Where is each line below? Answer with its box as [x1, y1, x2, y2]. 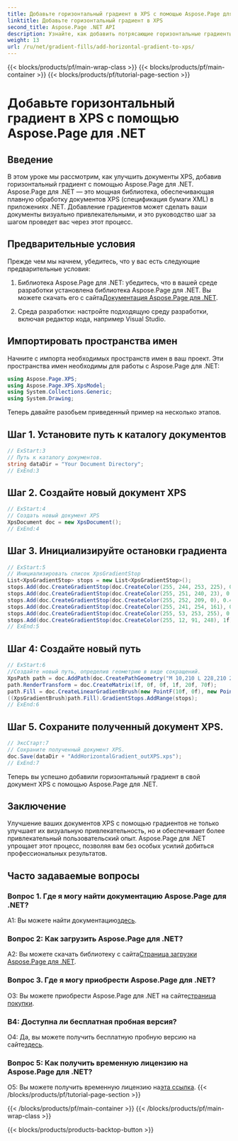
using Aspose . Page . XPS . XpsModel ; [7, 382, 106, 389]
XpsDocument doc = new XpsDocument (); [7, 519, 122, 526]
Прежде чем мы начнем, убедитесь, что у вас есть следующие [7, 257, 200, 265]
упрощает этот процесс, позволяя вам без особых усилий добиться [7, 842, 215, 850]
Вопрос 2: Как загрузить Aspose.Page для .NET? [7, 934, 183, 944]
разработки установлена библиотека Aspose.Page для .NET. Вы [17, 285, 211, 294]
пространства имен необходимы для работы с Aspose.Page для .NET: [7, 361, 220, 370]
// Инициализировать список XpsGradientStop [7, 570, 141, 578]
